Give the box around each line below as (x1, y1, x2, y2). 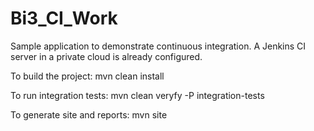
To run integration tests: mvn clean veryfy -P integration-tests (10, 89, 265, 101)
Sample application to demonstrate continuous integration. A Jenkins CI (10, 40, 307, 52)
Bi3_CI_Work (10, 7, 118, 30)
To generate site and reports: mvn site (10, 108, 168, 121)
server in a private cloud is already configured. (10, 50, 203, 62)
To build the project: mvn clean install (10, 70, 165, 82)
